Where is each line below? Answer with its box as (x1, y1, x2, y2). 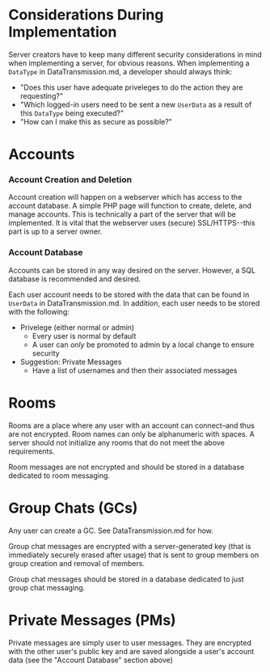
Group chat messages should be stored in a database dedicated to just (8, 574, 244, 584)
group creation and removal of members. (8, 558, 146, 568)
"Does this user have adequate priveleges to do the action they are (19, 82, 243, 92)
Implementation (8, 23, 117, 41)
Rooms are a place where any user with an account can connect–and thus (8, 421, 255, 430)
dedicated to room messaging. (8, 471, 111, 480)
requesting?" (19, 91, 63, 100)
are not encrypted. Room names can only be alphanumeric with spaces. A (8, 429, 255, 438)
